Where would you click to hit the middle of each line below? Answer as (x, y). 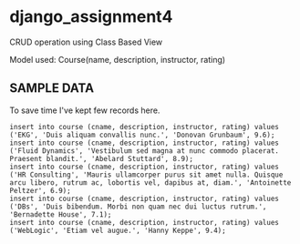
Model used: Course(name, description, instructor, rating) (118, 59)
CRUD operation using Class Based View (86, 42)
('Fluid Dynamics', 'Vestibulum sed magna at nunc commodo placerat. (145, 151)
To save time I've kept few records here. (85, 110)
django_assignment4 (91, 17)
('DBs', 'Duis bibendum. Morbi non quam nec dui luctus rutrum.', (138, 207)
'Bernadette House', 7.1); (61, 214)
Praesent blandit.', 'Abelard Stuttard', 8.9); (102, 158)
